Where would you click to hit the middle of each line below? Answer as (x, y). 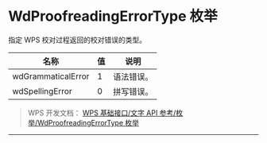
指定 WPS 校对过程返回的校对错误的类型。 (77, 40)
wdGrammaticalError (51, 76)
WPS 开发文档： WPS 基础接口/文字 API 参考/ (102, 113)
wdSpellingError (43, 91)
